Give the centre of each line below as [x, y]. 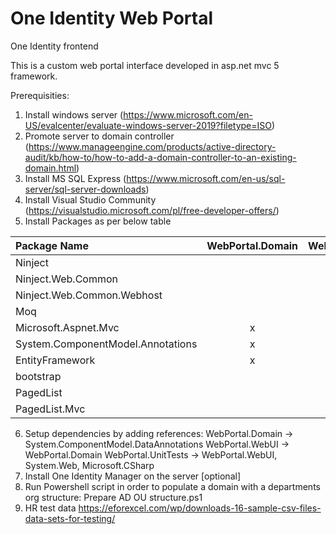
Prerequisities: [40, 95]
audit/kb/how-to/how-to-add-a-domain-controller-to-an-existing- [160, 157]
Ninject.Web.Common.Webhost [89, 295]
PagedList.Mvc [50, 409]
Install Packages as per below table [98, 221]
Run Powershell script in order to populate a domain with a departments [172, 486]
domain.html [50, 168]
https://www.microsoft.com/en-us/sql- [206, 178]
